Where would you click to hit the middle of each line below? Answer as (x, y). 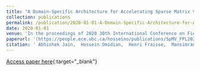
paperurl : (18, 39)
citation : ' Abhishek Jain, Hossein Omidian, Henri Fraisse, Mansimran (101, 45)
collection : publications (38, 17)
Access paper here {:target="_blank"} (52, 61)
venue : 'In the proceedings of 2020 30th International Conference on (96, 34)
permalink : (20, 22)
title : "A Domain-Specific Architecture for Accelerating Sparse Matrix (98, 12)
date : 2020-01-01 (28, 28)
